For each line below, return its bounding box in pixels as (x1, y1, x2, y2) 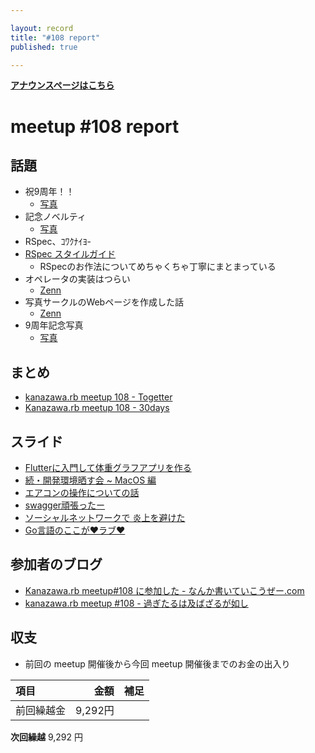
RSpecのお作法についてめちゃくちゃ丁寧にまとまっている (39, 261, 277, 273)
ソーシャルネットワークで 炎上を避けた (24, 512, 186, 523)
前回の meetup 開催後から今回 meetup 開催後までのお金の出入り (24, 657, 291, 670)
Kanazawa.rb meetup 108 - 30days (24, 402, 170, 414)
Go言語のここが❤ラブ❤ (24, 524, 126, 536)
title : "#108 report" (10, 32, 101, 43)
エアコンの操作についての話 (24, 487, 140, 498)
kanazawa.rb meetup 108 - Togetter (24, 391, 173, 403)
